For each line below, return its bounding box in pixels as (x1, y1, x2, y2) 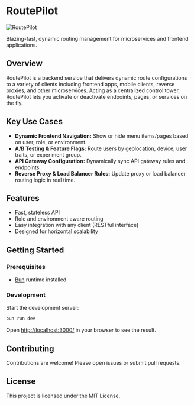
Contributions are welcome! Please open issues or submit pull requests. (6, 359, 181, 367)
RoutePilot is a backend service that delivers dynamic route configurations (6, 74, 187, 81)
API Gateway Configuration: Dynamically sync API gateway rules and (14, 157, 186, 164)
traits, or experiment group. (14, 151, 82, 158)
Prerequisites (6, 263, 46, 271)
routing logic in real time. (14, 176, 76, 183)
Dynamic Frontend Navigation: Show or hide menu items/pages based (14, 132, 189, 140)
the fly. (6, 99, 23, 106)
